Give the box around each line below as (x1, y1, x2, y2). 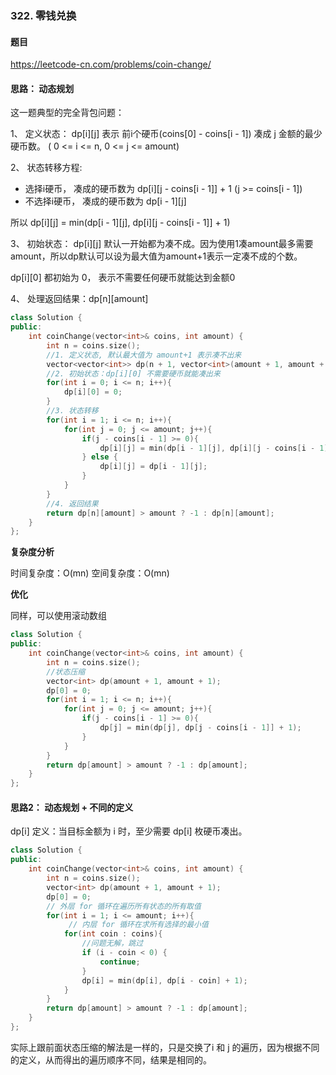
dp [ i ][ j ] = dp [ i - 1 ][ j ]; (99, 462, 208, 472)
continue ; (99, 957, 141, 967)
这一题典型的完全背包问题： (10, 107, 125, 119)
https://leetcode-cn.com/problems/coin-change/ (10, 58, 212, 71)
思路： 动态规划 (10, 82, 75, 94)
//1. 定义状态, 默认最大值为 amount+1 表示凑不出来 (46, 350, 242, 360)
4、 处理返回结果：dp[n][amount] (10, 293, 149, 305)
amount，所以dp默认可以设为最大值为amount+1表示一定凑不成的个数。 (10, 250, 303, 262)
